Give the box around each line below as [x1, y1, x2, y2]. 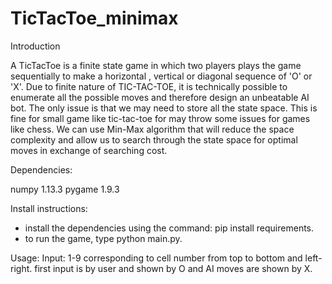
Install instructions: [10, 202, 88, 214]
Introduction [10, 40, 61, 52]
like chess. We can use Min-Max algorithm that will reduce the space [10, 123, 295, 135]
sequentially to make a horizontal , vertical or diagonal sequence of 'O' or [10, 70, 313, 82]
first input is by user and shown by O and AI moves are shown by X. [34, 262, 313, 274]
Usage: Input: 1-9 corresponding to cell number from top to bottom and [10, 252, 303, 264]
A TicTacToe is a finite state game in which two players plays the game [10, 59, 302, 71]
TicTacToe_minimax [10, 7, 179, 30]
